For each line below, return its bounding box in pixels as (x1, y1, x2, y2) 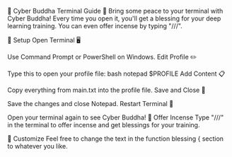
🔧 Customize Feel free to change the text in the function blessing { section (7, 134, 224, 143)
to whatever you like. (7, 142, 69, 150)
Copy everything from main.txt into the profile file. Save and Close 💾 (7, 86, 206, 94)
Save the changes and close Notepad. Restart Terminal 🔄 (7, 100, 174, 107)
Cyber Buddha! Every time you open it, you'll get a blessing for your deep (7, 14, 221, 23)
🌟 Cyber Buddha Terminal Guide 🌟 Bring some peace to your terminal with (7, 7, 224, 15)
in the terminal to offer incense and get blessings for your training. (7, 121, 200, 129)
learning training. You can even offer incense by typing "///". (7, 22, 182, 30)
